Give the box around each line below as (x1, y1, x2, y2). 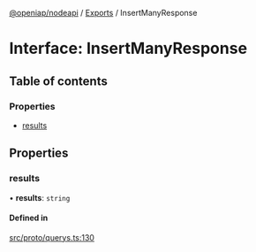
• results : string (9, 192, 71, 202)
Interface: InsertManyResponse (9, 39, 248, 58)
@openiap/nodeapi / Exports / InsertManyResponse (9, 8, 198, 18)
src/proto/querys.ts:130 (9, 232, 95, 242)
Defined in (9, 212, 49, 224)
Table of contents (9, 73, 108, 88)
